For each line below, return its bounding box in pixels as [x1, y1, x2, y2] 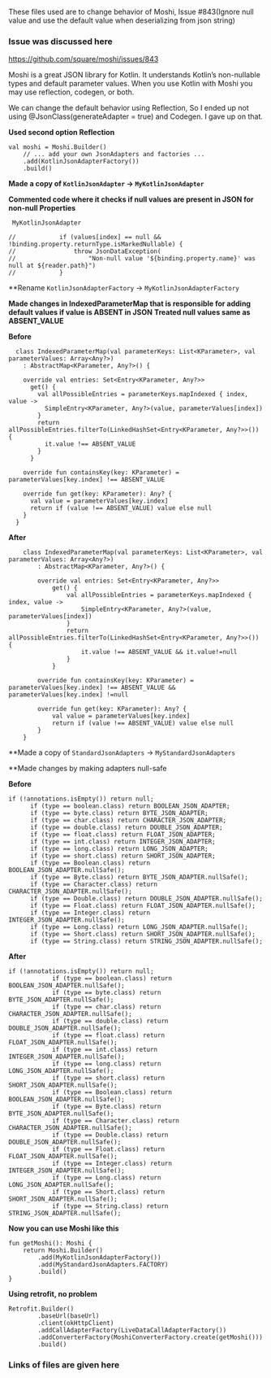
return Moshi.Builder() [23, 1246, 104, 1255]
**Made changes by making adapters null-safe [8, 764, 167, 774]
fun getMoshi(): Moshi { [8, 1240, 92, 1248]
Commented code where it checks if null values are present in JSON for [8, 194, 254, 204]
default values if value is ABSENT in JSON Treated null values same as [8, 307, 251, 317]
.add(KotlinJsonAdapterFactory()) [23, 158, 140, 166]
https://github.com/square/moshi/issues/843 [8, 55, 159, 64]
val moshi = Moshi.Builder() [8, 143, 107, 151]
